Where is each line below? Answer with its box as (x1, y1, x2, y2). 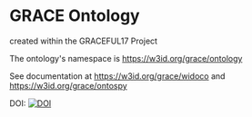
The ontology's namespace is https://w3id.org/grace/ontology (9, 53, 243, 63)
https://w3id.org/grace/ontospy (9, 80, 127, 91)
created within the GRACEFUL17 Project (9, 35, 157, 46)
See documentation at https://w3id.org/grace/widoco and (9, 70, 226, 82)
